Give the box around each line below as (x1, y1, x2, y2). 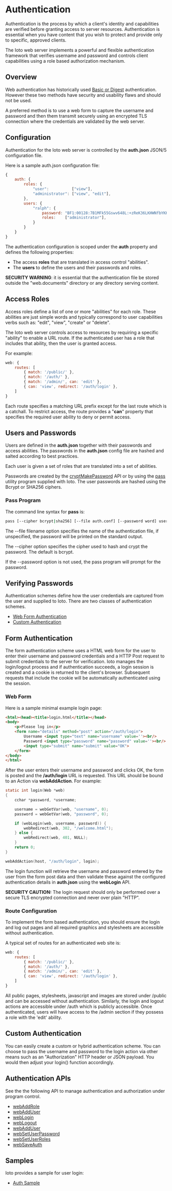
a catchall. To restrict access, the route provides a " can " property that (5, 408, 154, 414)
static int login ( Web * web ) (5, 788, 66, 793)
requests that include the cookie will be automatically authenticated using (5, 675, 160, 681)
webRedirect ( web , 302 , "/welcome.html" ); (24, 826, 114, 831)
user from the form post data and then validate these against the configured (5, 873, 165, 879)
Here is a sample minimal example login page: (5, 705, 102, 711)
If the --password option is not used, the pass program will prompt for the (5, 559, 161, 565)
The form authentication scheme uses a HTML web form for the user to (5, 648, 156, 654)
